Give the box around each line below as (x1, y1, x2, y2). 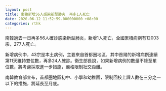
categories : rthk (5, 21, 41, 26)
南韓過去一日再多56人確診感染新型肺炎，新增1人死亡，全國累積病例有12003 (5, 35, 159, 41)
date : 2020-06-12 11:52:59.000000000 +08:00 (5, 16, 98, 21)
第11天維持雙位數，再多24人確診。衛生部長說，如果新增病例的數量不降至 (5, 58, 153, 64)
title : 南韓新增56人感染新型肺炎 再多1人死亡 (5, 12, 90, 17)
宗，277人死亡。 (5, 41, 39, 47)
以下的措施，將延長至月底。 (5, 81, 62, 87)
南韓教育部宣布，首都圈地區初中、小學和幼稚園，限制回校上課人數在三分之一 (5, 74, 161, 80)
